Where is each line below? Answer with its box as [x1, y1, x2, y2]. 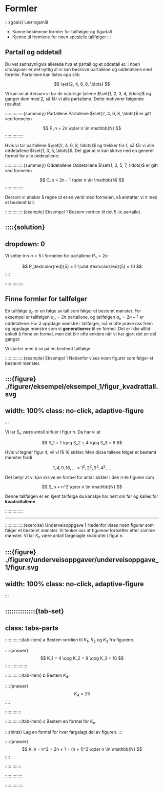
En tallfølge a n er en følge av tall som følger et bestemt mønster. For [5, 307, 142, 315]
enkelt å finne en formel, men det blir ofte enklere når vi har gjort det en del [5, 331, 156, 337]
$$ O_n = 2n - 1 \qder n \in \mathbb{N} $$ [40, 177, 124, 183]
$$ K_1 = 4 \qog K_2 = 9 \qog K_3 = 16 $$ [40, 655, 124, 661]
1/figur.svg [5, 563, 39, 571]
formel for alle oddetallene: [5, 153, 60, 158]
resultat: [5, 101, 22, 107]
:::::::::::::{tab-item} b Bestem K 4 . [5, 672, 70, 679]
